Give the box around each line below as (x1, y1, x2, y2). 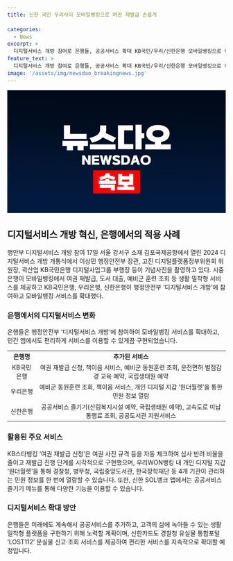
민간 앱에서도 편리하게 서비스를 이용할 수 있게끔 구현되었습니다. (7, 337, 178, 345)
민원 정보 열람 (112, 392, 150, 400)
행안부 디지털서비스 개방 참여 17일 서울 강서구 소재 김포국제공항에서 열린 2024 (7, 248, 219, 256)
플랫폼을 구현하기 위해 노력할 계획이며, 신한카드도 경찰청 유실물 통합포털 (25, 528, 221, 537)
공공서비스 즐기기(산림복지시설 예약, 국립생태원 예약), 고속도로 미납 (41, 403, 221, 411)
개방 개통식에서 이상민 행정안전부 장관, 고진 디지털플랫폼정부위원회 (37, 257, 217, 265)
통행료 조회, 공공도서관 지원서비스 (85, 411, 177, 419)
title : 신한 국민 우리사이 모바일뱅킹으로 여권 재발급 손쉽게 (7, 11, 157, 18)
